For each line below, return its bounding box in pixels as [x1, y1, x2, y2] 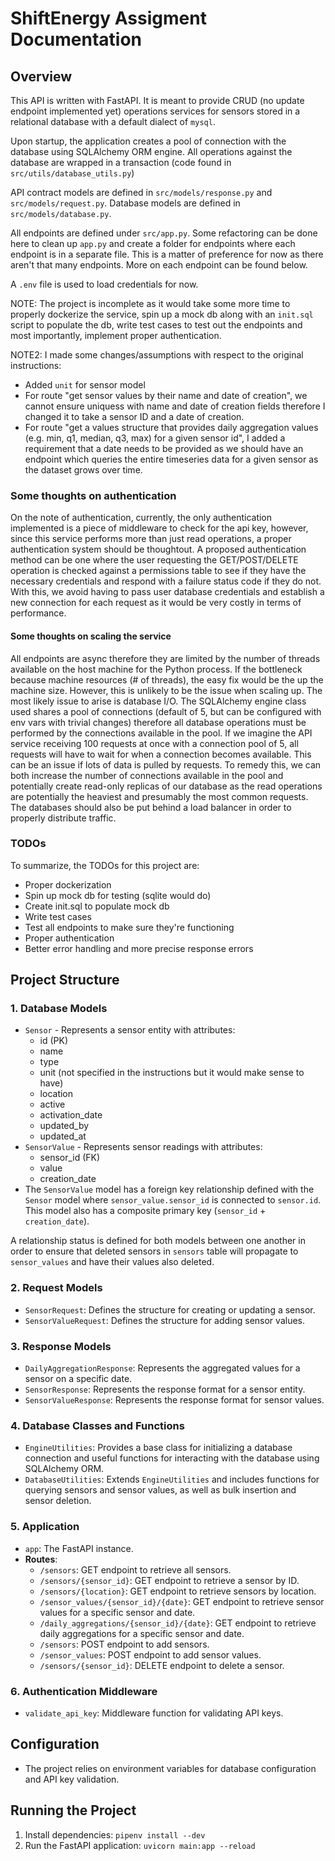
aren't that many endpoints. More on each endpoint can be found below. [10, 259, 308, 271]
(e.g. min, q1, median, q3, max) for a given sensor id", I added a [24, 432, 286, 444]
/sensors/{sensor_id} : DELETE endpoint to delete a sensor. [39, 1659, 285, 1671]
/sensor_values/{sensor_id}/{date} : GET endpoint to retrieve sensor [39, 1595, 325, 1607]
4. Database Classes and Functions [10, 1419, 185, 1432]
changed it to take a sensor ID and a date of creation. [24, 411, 245, 422]
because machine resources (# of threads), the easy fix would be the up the [10, 673, 324, 686]
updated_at [39, 1130, 87, 1142]
